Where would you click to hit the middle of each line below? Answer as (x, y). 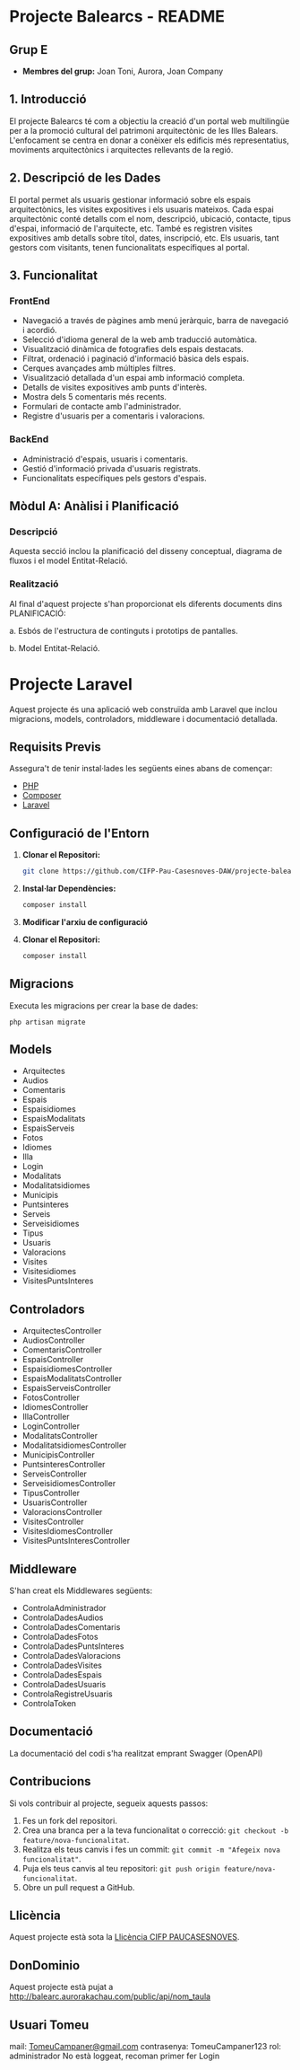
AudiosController (53, 1341)
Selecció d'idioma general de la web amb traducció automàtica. (140, 339)
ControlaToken (49, 1704)
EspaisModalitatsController (72, 1379)
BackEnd (29, 439)
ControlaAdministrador (64, 1608)
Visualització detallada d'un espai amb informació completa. (133, 378)
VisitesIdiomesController (68, 1531)
